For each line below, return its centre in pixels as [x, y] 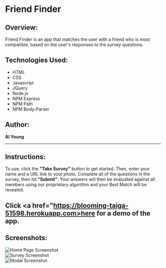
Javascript [23, 82]
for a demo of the [124, 213]
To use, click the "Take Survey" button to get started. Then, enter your [77, 169]
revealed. [15, 190]
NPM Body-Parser [31, 109]
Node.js [20, 93]
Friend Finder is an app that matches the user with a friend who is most [78, 39]
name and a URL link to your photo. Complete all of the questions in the [78, 174]
